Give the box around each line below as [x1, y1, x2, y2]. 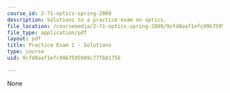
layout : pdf [7, 36, 41, 42]
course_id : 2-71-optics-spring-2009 [7, 10, 112, 17]
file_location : [7, 23, 51, 29]
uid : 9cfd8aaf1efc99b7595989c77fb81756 [7, 55, 121, 62]
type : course [7, 49, 44, 55]
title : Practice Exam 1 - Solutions [7, 42, 112, 49]
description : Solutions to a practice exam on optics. [7, 16, 167, 23]
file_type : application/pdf [7, 29, 88, 36]
